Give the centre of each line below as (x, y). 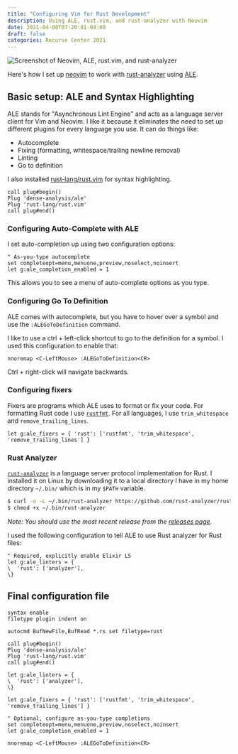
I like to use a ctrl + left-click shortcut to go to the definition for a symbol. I (115, 338)
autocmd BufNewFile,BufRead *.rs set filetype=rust (85, 631)
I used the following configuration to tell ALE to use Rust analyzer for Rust (115, 535)
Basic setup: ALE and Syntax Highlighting (101, 97)
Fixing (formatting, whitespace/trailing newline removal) (99, 150)
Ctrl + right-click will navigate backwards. (68, 372)
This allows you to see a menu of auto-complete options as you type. (108, 283)
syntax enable (28, 613)
